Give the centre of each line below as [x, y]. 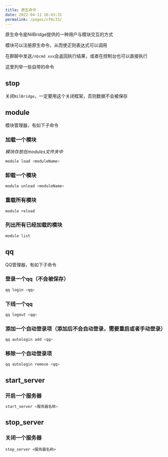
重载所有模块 [21, 200]
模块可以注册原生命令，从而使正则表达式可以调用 [56, 45]
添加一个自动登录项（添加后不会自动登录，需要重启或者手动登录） [86, 328]
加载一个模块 [21, 139]
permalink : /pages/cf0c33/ [34, 19]
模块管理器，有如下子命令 [32, 125]
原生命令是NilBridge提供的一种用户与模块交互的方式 [59, 35]
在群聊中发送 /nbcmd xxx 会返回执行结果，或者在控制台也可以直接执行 [76, 56]
